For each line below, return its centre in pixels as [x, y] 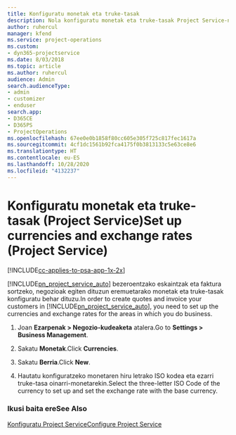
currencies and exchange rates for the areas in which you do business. [110, 313]
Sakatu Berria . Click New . [54, 362]
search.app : [25, 112]
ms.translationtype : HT [42, 151]
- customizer [26, 99]
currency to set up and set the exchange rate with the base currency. [117, 391]
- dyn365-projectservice [44, 53]
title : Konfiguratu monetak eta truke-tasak [73, 14]
